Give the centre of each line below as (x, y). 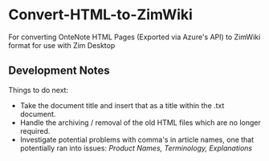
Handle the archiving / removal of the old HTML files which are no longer (140, 123)
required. (35, 131)
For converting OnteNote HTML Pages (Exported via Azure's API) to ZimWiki (134, 37)
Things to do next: (39, 90)
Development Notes (59, 71)
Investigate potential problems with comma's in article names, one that (137, 139)
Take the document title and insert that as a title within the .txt (122, 105)
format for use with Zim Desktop (62, 45)
